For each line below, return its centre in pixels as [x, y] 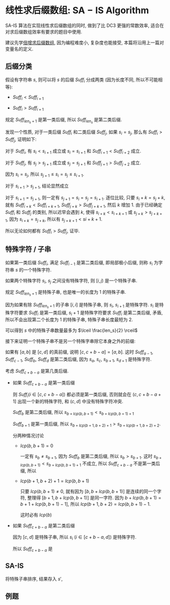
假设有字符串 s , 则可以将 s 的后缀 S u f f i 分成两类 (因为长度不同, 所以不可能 [82, 80]
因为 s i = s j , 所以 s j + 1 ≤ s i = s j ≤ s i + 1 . [45, 175]
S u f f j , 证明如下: [21, 140]
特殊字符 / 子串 [28, 249]
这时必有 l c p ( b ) [36, 515]
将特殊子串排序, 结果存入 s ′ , [34, 579]
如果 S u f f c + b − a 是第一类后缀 [44, 383]
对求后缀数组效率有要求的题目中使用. [44, 31]
